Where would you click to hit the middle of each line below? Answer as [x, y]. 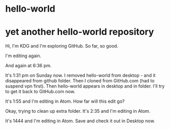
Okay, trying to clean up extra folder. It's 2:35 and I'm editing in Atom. [78, 111]
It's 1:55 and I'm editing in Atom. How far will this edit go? [65, 101]
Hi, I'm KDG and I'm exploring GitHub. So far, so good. [62, 46]
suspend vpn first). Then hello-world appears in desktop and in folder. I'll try [85, 86]
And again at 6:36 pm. [28, 66]
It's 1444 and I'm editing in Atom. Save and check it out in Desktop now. [80, 121]
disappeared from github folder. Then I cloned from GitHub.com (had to [80, 81]
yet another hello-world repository [80, 32]
